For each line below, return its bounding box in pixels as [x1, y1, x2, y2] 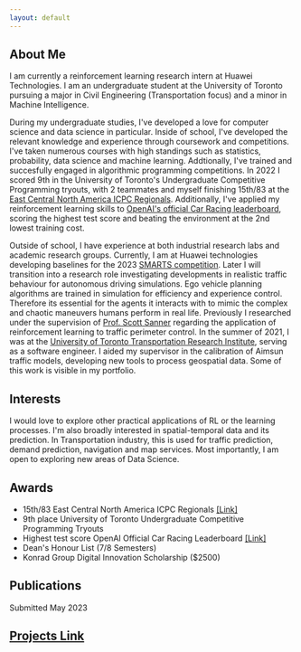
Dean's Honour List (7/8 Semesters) [22, 543, 157, 553]
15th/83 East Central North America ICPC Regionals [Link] [22, 504, 238, 515]
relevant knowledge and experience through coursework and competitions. [9, 137, 289, 147]
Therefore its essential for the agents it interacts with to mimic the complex [9, 298, 288, 308]
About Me [9, 47, 66, 62]
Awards [9, 480, 54, 496]
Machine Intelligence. [9, 99, 89, 110]
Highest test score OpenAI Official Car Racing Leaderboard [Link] [22, 533, 267, 543]
